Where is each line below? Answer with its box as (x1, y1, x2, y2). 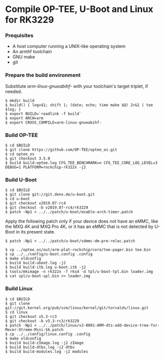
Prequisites (5, 32, 33, 39)
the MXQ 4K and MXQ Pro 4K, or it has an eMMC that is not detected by (5, 223, 153, 229)
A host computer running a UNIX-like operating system (12, 43, 126, 49)
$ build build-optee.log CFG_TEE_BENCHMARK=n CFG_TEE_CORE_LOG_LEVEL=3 (5, 160, 157, 165)
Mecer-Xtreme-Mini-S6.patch (5, 327, 64, 332)
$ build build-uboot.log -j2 (5, 260, 66, 265)
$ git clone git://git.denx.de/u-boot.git (5, 192, 95, 197)
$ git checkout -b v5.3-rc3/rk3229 (5, 318, 79, 323)
